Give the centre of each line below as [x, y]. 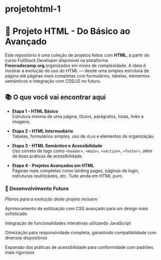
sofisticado [16, 214]
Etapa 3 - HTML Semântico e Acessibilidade [57, 145]
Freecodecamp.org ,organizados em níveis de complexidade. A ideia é [75, 66]
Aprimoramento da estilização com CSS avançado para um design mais [77, 209]
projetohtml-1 [33, 9]
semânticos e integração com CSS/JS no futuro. [53, 81]
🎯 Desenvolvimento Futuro [37, 188]
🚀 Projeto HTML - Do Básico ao [68, 31]
